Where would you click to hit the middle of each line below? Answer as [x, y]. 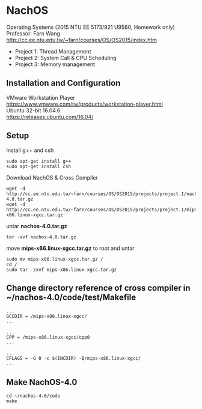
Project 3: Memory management [55, 64]
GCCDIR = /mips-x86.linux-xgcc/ [47, 317]
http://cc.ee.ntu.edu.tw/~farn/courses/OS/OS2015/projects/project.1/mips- [103, 210]
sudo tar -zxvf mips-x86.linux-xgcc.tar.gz [62, 270]
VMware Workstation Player [41, 97]
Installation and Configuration [63, 83]
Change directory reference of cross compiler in [98, 288]
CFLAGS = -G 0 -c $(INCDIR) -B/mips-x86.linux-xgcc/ [74, 359]
